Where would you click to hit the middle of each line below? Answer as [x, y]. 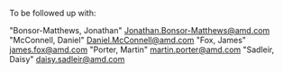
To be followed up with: [53, 13]
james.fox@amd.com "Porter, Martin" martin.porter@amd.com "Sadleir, [142, 50]
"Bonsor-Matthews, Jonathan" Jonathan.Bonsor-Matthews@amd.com [140, 30]
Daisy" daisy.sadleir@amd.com [67, 59]
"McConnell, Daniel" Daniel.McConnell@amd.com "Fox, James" [128, 40]
